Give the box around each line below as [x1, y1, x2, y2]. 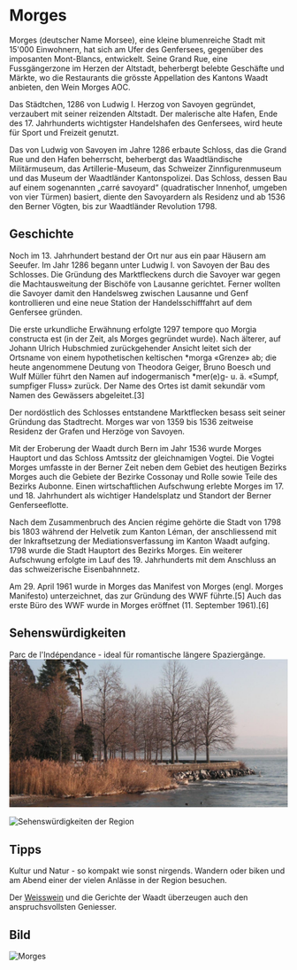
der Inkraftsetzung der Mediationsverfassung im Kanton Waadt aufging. [9, 536, 270, 546]
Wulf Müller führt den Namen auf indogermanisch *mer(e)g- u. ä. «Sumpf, [9, 371, 279, 381]
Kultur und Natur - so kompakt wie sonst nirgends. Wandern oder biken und [9, 865, 286, 876]
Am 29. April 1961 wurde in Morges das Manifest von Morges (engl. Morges [9, 581, 284, 591]
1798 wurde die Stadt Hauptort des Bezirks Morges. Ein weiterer [9, 544, 243, 555]
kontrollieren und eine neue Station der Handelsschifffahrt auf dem [9, 297, 253, 308]
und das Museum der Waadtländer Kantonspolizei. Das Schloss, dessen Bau [9, 172, 287, 183]
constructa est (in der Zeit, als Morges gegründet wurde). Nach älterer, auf [9, 333, 281, 344]
